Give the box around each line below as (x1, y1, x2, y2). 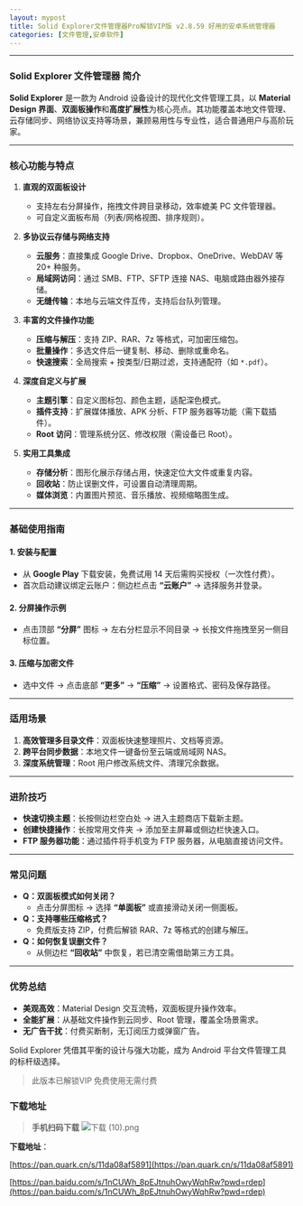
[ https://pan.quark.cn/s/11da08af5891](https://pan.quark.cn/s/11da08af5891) (9, 1159, 294, 1170)
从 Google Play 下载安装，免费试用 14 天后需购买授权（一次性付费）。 (22, 569, 280, 580)
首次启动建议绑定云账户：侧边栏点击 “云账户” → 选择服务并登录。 (22, 580, 267, 591)
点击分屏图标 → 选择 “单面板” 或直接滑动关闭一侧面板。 (35, 902, 243, 913)
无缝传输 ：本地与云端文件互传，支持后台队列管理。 (35, 295, 226, 306)
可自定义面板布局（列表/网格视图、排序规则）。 (35, 211, 209, 222)
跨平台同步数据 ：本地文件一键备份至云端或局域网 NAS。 (22, 746, 232, 756)
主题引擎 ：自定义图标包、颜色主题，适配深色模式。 (35, 394, 226, 405)
